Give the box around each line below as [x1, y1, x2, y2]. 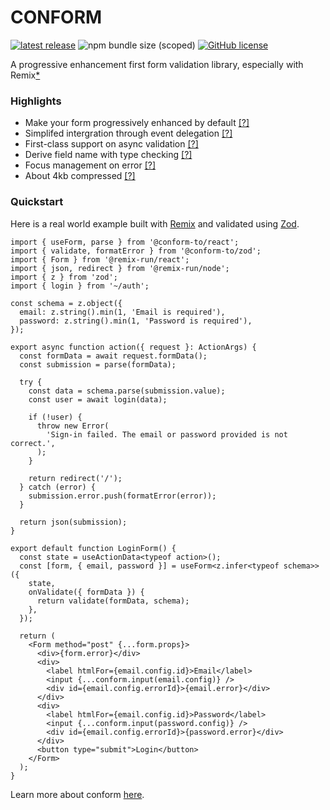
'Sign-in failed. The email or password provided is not [46, 429, 288, 440]
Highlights [10, 94, 62, 108]
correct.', [10, 438, 56, 448]
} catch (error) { [19, 482, 97, 492]
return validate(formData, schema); [36, 596, 190, 606]
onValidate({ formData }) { [28, 587, 145, 597]
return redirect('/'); [28, 473, 123, 483]
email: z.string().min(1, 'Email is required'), [19, 307, 226, 317]
